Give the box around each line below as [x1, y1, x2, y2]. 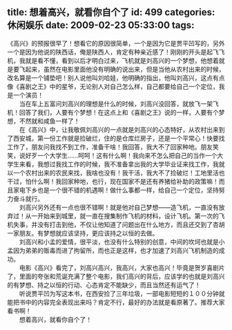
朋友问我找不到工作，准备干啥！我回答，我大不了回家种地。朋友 [30, 142, 213, 151]
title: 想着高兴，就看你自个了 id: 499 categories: [7, 6, 215, 19]
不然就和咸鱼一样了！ [19, 117, 80, 125]
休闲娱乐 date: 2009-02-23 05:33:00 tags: [7, 19, 195, 31]
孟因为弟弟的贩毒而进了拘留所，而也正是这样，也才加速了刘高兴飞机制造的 [7, 246, 219, 254]
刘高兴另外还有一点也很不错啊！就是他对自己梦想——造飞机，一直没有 [19, 203, 219, 211]
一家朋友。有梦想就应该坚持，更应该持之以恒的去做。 [7, 229, 159, 237]
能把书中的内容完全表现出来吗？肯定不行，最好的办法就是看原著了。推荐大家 [7, 298, 225, 306]
